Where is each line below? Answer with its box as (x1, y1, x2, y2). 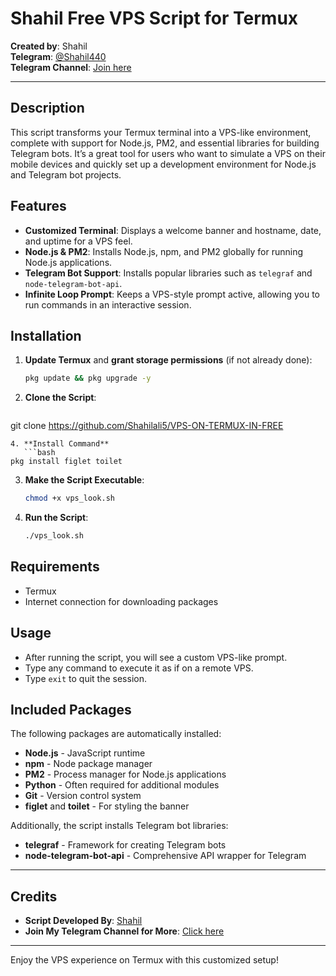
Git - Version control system (24, 790, 142, 802)
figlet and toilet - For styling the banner (24, 800, 190, 812)
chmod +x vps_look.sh (24, 493, 115, 504)
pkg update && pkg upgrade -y (24, 373, 152, 384)
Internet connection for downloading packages (24, 595, 219, 607)
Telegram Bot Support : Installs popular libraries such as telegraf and (24, 267, 313, 279)
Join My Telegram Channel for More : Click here (24, 925, 225, 937)
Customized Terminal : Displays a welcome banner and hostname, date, (24, 224, 322, 236)
